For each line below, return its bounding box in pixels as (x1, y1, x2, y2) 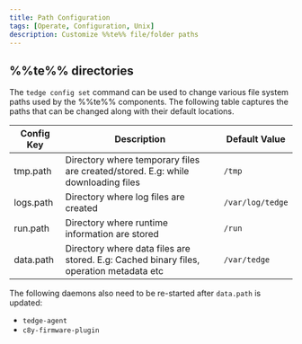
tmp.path (13, 165, 52, 178)
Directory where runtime (65, 216, 168, 229)
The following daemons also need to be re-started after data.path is (9, 288, 262, 299)
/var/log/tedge (223, 198, 289, 207)
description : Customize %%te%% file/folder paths (9, 30, 200, 39)
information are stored (65, 228, 159, 241)
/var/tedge (223, 255, 271, 265)
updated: (9, 297, 43, 308)
